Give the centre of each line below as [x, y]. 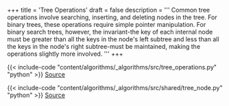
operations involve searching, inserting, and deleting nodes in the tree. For [112, 17]
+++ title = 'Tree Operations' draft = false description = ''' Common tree [109, 10]
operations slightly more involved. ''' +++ [65, 54]
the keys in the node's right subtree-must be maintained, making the [104, 46]
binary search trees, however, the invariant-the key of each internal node [110, 32]
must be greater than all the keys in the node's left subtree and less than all [113, 39]
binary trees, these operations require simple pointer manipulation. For [107, 24]
